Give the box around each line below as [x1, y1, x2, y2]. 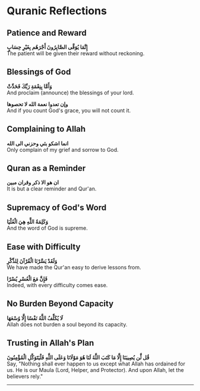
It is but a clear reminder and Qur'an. [7, 185, 97, 192]
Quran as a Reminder [7, 163, 86, 173]
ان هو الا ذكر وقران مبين [7, 179, 59, 186]
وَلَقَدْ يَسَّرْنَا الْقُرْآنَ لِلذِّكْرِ [7, 258, 58, 265]
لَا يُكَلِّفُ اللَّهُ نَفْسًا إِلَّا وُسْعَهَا [7, 314, 64, 322]
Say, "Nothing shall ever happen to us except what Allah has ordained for [7, 360, 186, 367]
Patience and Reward [7, 28, 87, 38]
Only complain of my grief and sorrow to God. [7, 146, 119, 153]
